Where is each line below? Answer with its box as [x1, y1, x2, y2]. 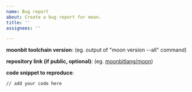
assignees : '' [6, 25, 41, 31]
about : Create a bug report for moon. [6, 14, 102, 20]
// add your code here [6, 81, 62, 87]
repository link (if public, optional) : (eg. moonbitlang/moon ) [6, 58, 154, 65]
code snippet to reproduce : [6, 69, 74, 77]
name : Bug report [6, 8, 49, 15]
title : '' [6, 19, 31, 25]
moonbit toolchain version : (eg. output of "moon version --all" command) [6, 47, 187, 54]
